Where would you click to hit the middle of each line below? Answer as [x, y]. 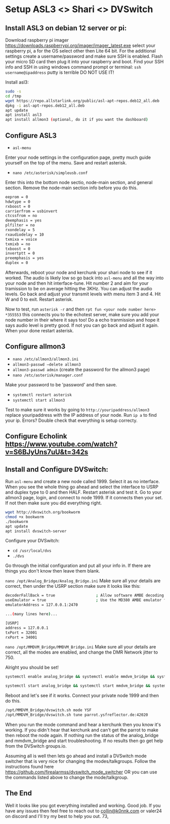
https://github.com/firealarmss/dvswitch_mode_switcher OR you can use [81, 772]
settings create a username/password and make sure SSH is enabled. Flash [84, 56]
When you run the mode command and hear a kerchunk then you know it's [83, 724]
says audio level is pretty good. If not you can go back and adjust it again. [82, 325]
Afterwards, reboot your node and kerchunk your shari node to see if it [79, 273]
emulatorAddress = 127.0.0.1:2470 [42, 605]
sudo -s [13, 92]
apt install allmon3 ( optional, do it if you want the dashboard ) [77, 120]
